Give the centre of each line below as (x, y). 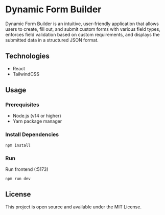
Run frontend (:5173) (27, 169)
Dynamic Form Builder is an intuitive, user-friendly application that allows (82, 24)
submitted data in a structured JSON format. (52, 40)
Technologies (28, 56)
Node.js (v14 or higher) (37, 116)
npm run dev (18, 179)
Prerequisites (22, 105)
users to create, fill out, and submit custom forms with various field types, (83, 29)
